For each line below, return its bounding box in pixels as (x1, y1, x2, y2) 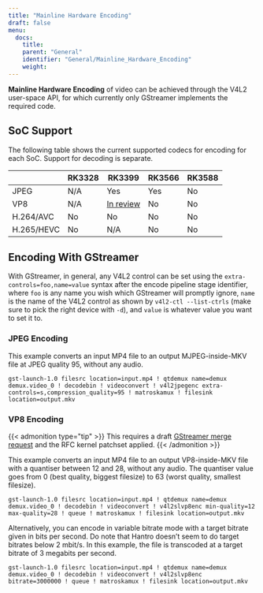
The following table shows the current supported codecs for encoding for (8, 145, 246, 155)
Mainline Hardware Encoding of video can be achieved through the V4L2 (8, 84, 248, 94)
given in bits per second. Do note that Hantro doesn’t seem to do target (8, 531, 239, 541)
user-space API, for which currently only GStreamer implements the (8, 92, 228, 103)
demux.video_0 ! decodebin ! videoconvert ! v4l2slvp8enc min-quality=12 (8, 502, 256, 510)
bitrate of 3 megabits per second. (8, 548, 117, 558)
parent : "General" (22, 48, 83, 56)
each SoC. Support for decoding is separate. (8, 153, 154, 162)
